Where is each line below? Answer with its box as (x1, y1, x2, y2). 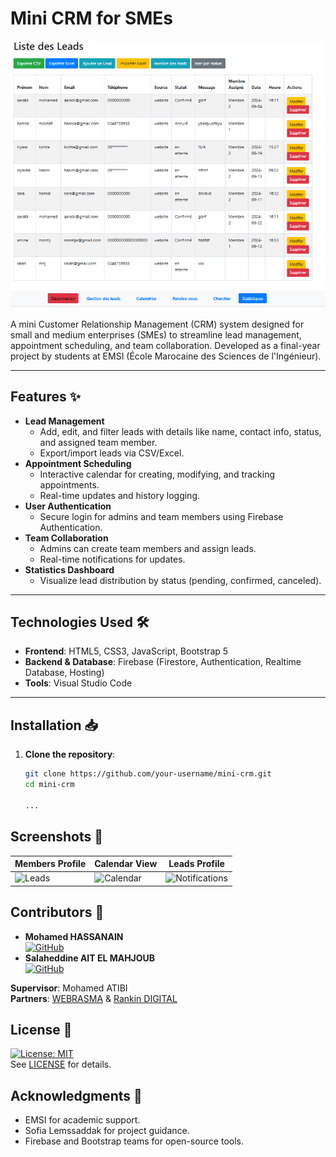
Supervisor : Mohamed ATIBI (10, 982, 128, 994)
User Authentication (24, 500, 112, 512)
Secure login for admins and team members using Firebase (39, 510, 284, 522)
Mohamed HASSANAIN (24, 930, 124, 942)
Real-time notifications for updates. (39, 553, 186, 565)
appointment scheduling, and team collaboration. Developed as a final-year (10, 339, 321, 351)
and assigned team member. (39, 436, 158, 448)
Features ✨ (10, 388, 81, 406)
